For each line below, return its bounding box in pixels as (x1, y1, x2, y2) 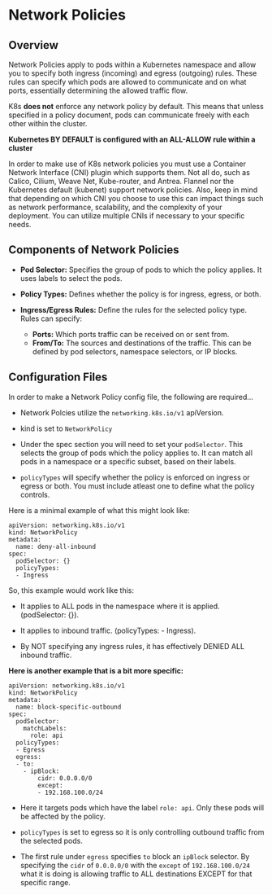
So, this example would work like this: (8, 585, 135, 595)
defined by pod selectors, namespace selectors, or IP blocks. (32, 346, 238, 356)
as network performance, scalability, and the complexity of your (8, 202, 222, 212)
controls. (19, 489, 50, 499)
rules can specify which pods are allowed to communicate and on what (8, 77, 247, 86)
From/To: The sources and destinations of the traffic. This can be (32, 338, 252, 348)
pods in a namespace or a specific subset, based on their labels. (19, 456, 237, 466)
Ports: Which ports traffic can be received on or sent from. (32, 329, 230, 339)
